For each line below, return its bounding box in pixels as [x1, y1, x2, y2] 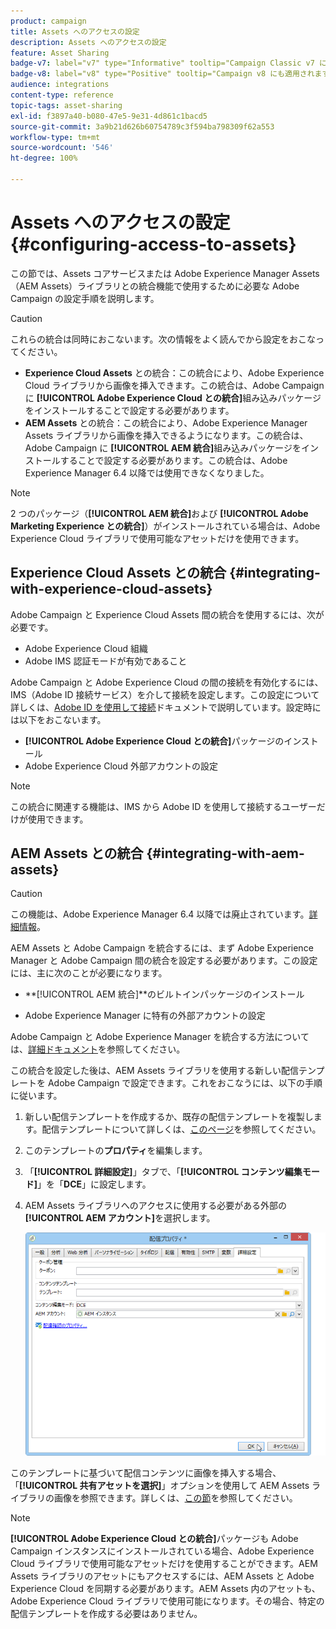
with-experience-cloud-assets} [10, 581, 213, 598]
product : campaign [10, 16, 87, 26]
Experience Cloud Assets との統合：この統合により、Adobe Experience [24, 366, 325, 379]
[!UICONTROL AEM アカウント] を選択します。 [24, 1212, 216, 1224]
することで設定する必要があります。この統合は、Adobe [59, 454, 288, 466]
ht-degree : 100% [10, 153, 78, 164]
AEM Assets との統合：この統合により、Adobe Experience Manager [24, 416, 308, 429]
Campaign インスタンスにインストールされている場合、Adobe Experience [10, 1545, 315, 1557]
